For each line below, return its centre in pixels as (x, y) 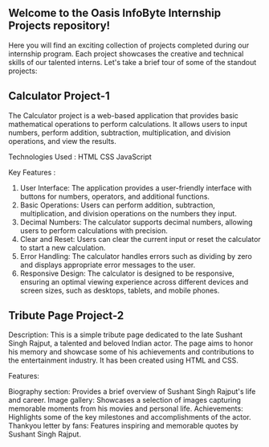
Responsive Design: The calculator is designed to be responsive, (127, 273)
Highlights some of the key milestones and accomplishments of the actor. (130, 417)
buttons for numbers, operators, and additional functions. (115, 196)
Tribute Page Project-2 (66, 316)
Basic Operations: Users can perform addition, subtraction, (117, 205)
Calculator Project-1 (59, 96)
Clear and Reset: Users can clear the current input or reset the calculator (140, 239)
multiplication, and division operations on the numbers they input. (128, 213)
